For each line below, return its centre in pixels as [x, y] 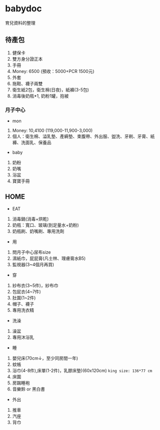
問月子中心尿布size [32, 252]
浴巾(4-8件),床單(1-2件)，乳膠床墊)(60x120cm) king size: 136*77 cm [82, 370]
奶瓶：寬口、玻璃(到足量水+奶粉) [46, 225]
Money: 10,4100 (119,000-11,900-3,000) [52, 131]
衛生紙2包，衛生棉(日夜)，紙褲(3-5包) [51, 90]
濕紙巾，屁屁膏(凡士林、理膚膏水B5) [49, 258]
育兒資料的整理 [20, 23]
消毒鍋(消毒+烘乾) [31, 219]
